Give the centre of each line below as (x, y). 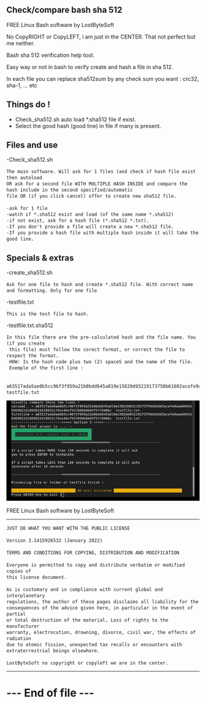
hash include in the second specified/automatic (70, 190)
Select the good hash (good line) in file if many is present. (88, 126)
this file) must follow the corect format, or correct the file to (97, 350)
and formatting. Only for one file (52, 291)
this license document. (37, 577)
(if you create (26, 344)
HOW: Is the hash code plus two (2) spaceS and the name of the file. (101, 362)
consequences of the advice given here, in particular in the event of (100, 608)
